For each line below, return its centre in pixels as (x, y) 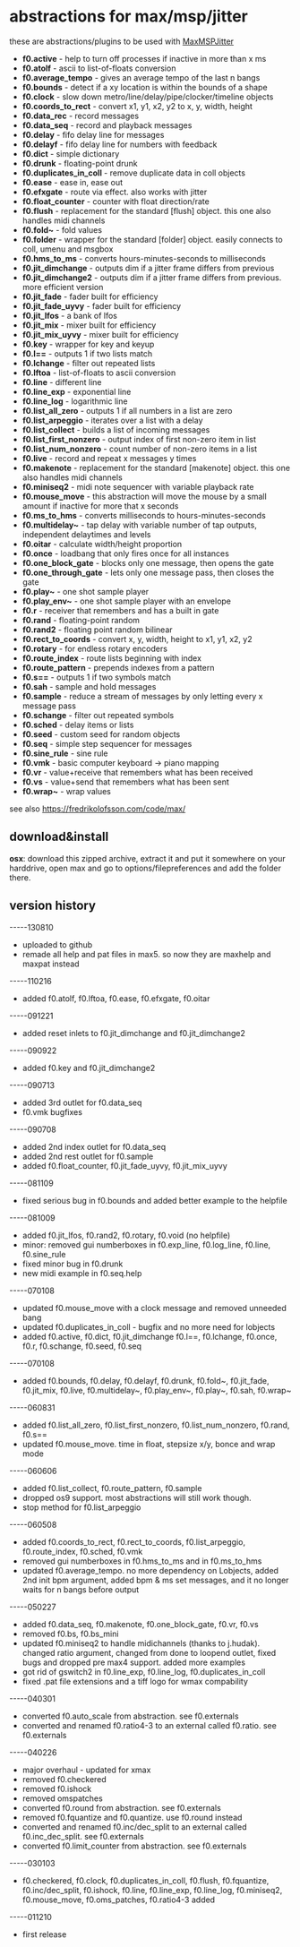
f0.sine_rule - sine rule (65, 753)
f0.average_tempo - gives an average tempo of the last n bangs (141, 77)
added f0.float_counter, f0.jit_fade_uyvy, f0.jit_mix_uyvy (125, 1165)
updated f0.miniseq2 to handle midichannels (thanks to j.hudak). (141, 1643)
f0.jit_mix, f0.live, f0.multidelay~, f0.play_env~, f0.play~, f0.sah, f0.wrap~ (157, 1390)
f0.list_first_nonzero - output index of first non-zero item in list (139, 439)
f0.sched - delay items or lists (78, 725)
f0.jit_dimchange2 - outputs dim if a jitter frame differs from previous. (152, 277)
